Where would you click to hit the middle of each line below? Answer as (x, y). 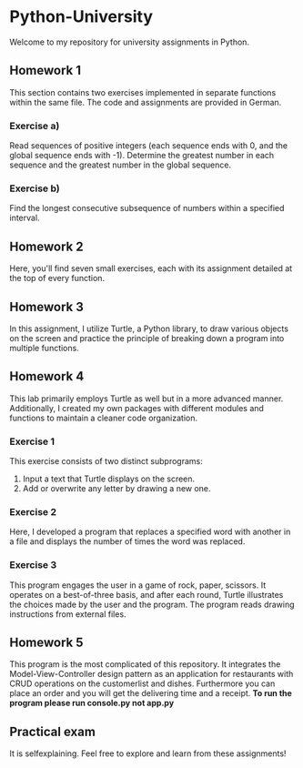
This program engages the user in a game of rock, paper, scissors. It (138, 585)
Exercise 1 (32, 441)
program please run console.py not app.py (92, 703)
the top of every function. (57, 278)
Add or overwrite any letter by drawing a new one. (116, 489)
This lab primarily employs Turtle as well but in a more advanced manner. (146, 399)
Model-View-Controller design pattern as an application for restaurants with (151, 674)
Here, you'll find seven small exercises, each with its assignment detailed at (151, 268)
